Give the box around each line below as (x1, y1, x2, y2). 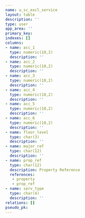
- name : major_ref (5, 144, 44, 149)
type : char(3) (10, 135, 39, 140)
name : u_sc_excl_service (5, 7, 58, 13)
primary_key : (5, 31, 33, 36)
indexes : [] (5, 36, 30, 41)
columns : (5, 40, 24, 46)
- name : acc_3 (5, 73, 35, 78)
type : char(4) (10, 191, 39, 196)
